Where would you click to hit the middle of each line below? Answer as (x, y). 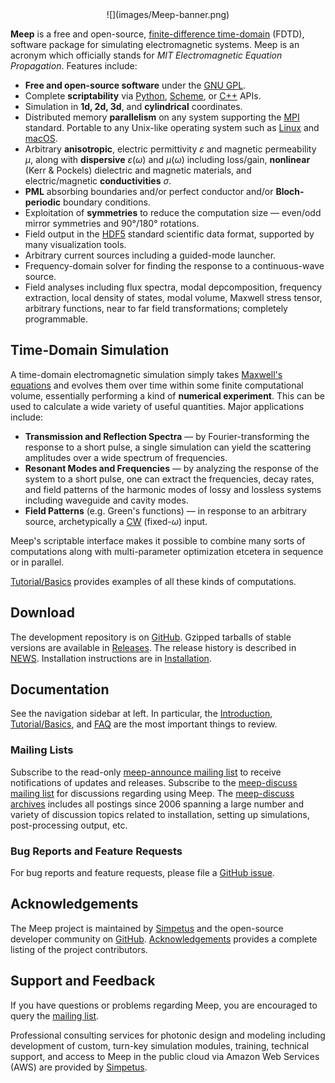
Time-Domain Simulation (90, 350)
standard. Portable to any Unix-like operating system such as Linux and (172, 127)
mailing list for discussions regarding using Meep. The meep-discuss (152, 793)
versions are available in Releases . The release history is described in (153, 647)
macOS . (41, 138)
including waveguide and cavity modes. (106, 500)
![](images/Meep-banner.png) (168, 14)
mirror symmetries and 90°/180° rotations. (112, 223)
